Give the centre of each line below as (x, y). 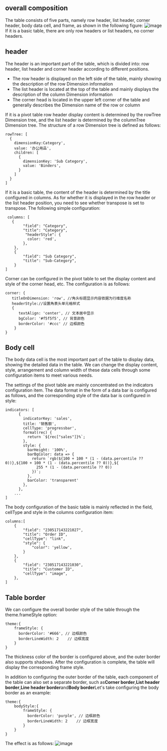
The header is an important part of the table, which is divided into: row (77, 64)
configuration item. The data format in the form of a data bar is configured (81, 390)
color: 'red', (42, 239)
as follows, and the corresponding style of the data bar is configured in (78, 396)
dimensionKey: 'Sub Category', (55, 161)
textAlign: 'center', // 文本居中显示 (56, 313)
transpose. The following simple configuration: (53, 208)
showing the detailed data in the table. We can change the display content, (82, 365)
